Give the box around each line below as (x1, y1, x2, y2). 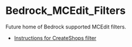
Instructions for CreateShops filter (13, 34, 97, 41)
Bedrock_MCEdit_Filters (5, 4, 126, 17)
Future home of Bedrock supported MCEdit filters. (5, 23, 127, 30)
